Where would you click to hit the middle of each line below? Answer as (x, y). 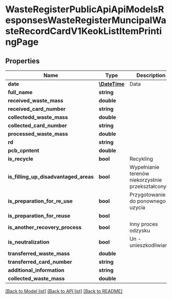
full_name (20, 92)
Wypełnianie (145, 167)
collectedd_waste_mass (38, 117)
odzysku (140, 230)
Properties (23, 61)
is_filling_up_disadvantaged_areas (51, 177)
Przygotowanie (148, 195)
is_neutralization (29, 242)
